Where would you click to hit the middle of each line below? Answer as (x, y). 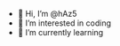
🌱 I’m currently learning (60, 32)
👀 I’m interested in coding (64, 23)
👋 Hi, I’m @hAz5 (47, 14)
